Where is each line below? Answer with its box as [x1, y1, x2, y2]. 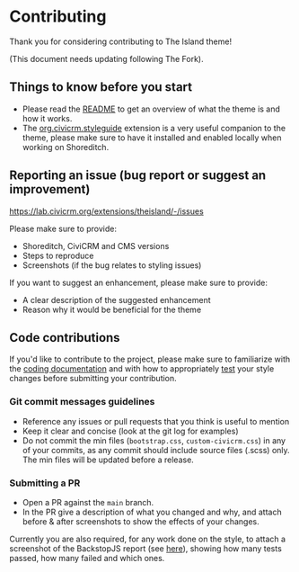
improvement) [9, 182, 91, 197]
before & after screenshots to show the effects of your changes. [22, 515, 260, 527]
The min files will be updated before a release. [22, 454, 195, 465]
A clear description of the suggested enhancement [22, 294, 211, 305]
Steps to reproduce [22, 250, 94, 261]
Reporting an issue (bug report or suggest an [9, 168, 267, 183]
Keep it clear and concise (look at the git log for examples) [22, 425, 239, 436]
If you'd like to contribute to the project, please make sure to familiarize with [9, 353, 290, 365]
